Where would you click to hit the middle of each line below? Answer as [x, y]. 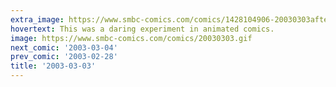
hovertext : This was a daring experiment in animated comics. [142, 29]
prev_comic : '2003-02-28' [64, 57]
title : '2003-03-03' [53, 66]
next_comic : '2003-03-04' [64, 47]
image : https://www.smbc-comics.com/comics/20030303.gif [131, 38]
